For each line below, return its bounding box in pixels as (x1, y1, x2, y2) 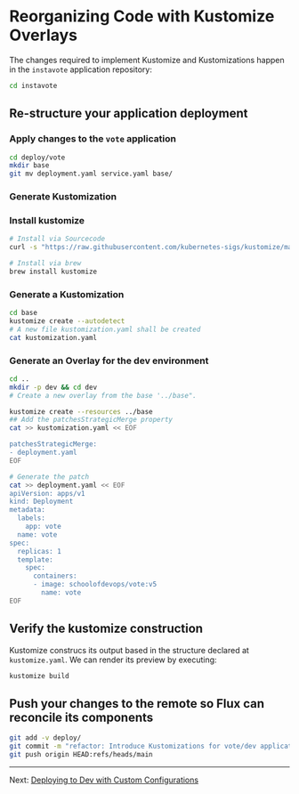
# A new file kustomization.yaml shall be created (9, 325, 201, 334)
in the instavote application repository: (9, 64, 153, 75)
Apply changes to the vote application (9, 133, 176, 145)
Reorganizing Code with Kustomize (9, 6, 275, 27)
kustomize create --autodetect (9, 317, 125, 326)
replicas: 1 (17, 547, 62, 555)
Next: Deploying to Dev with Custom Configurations (9, 774, 198, 785)
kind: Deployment (9, 497, 74, 506)
